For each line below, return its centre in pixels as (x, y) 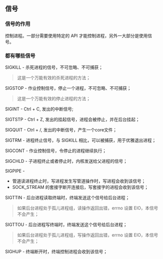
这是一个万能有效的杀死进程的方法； (54, 78)
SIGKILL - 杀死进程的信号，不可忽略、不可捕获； (54, 67)
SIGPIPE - (15, 171)
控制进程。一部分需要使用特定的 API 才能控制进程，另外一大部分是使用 (77, 35)
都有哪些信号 (20, 55)
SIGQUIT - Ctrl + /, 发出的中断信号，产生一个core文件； (61, 129)
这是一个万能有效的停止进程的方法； (54, 98)
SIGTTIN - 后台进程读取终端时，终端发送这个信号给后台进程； (68, 197)
